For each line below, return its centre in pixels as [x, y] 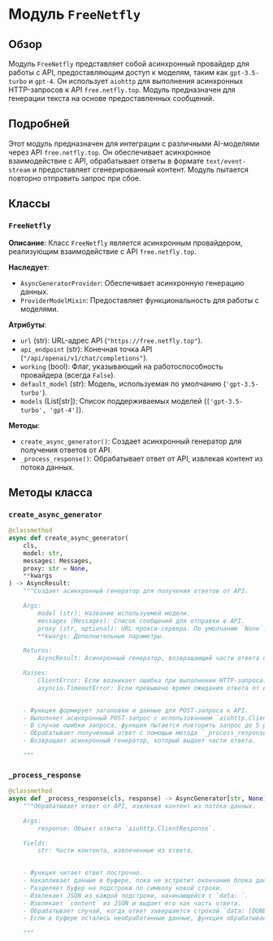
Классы [29, 204]
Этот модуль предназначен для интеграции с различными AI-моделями [134, 143]
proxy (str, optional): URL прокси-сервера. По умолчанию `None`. [152, 628]
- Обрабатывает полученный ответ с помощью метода [110, 733]
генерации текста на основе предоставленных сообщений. [112, 98]
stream [19, 170]
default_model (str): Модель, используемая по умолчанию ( [123, 383]
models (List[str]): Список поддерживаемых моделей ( [113, 400]
